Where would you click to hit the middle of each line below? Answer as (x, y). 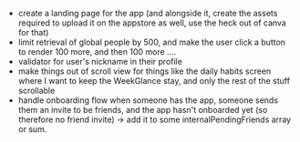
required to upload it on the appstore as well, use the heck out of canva (152, 23)
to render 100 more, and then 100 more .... (97, 52)
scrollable (36, 91)
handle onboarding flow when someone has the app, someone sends (148, 100)
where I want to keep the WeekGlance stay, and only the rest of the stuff (154, 81)
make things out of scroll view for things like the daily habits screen (145, 71)
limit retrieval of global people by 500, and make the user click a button (151, 42)
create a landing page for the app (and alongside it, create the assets (148, 13)
